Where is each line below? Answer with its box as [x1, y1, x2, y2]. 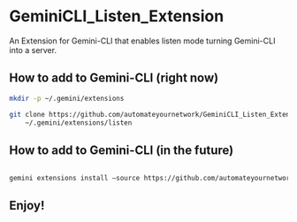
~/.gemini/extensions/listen [25, 118, 133, 127]
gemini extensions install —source [9, 174, 141, 183]
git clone [9, 110, 46, 119]
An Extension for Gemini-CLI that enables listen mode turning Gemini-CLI [9, 35, 276, 46]
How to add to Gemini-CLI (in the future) [9, 142, 234, 157]
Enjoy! [9, 198, 45, 213]
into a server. [9, 44, 57, 55]
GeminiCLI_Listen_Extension [9, 6, 225, 27]
